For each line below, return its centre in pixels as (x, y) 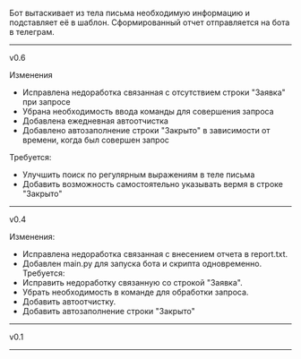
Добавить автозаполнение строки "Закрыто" (108, 311)
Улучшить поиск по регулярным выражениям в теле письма (138, 175)
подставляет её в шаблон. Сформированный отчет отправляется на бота (150, 22)
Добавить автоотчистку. (69, 302)
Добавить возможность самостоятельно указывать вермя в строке (153, 184)
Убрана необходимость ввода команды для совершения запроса (148, 111)
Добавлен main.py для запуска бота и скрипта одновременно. (142, 264)
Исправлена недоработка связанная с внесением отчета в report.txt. (155, 254)
